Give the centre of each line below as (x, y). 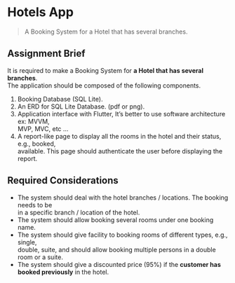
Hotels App (40, 12)
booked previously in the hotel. (63, 272)
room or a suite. (40, 257)
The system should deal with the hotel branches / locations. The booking (123, 198)
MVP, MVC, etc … (43, 129)
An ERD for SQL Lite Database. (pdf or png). (81, 106)
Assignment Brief (46, 54)
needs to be (35, 205)
